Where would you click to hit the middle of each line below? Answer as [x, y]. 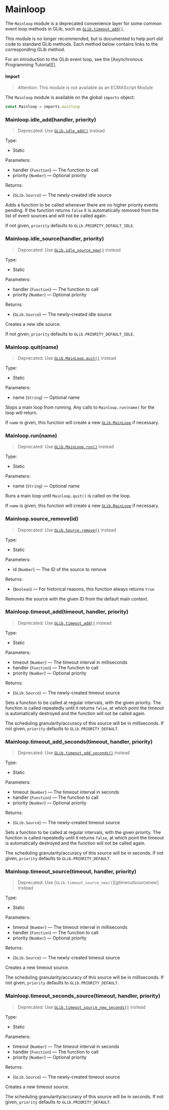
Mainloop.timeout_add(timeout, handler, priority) [67, 612]
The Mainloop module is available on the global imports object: [70, 97]
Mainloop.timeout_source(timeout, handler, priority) [71, 871]
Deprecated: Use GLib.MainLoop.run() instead [66, 447]
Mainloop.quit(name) [32, 347]
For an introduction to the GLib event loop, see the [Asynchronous [74, 59]
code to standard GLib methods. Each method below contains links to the [82, 44]
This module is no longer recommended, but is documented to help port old [84, 39]
